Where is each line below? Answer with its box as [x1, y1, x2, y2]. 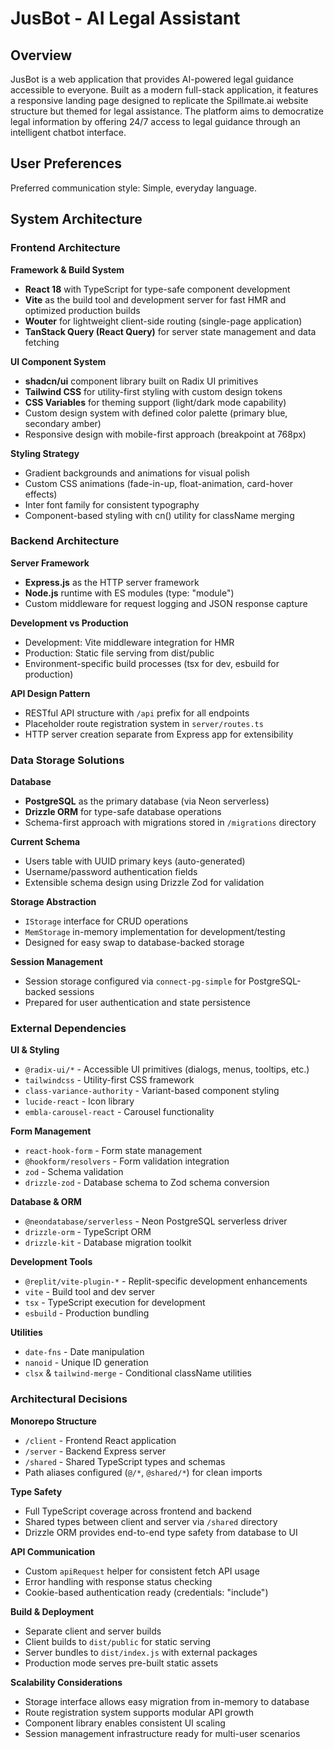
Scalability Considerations [10, 1676, 123, 1688]
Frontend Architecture [10, 241, 121, 255]
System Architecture [10, 211, 143, 228]
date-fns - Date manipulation [24, 1346, 145, 1358]
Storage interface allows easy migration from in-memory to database [24, 1695, 310, 1707]
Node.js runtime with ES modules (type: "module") [24, 587, 235, 599]
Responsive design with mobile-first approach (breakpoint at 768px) [24, 428, 307, 440]
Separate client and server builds [24, 1625, 162, 1637]
